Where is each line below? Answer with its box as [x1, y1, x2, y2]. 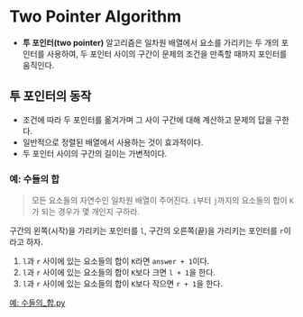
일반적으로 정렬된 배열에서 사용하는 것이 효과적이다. [22, 137, 204, 148]
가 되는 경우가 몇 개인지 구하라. [31, 206, 140, 217]
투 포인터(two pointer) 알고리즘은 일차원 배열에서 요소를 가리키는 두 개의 [22, 37, 280, 48]
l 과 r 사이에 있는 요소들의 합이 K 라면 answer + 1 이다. [22, 256, 210, 267]
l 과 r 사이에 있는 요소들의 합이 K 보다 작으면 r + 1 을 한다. [22, 278, 224, 289]
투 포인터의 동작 [9, 88, 92, 104]
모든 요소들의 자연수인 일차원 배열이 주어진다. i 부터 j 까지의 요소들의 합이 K [31, 195, 295, 206]
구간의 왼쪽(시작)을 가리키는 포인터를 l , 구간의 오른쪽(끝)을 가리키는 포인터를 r [9, 225, 284, 236]
